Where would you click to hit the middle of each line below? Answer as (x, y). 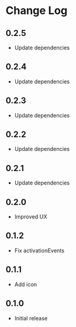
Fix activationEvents (39, 250)
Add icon (26, 284)
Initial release (31, 318)
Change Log (36, 11)
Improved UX (31, 217)
